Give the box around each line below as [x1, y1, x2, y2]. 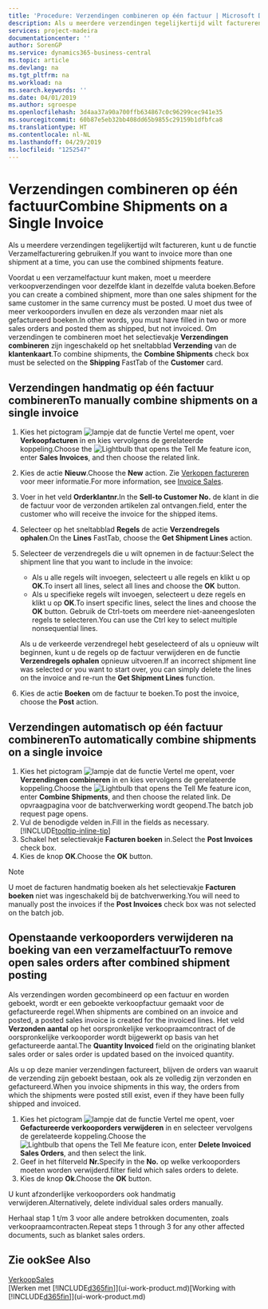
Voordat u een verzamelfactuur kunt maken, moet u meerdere [8, 273, 211, 282]
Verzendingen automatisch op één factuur [8, 720, 223, 734]
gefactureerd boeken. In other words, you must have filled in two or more [8, 315, 247, 325]
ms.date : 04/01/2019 [8, 94, 77, 102]
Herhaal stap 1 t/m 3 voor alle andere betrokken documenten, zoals [8, 1213, 229, 1223]
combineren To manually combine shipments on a [8, 393, 258, 407]
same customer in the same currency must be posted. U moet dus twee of [8, 298, 253, 308]
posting [8, 968, 48, 982]
